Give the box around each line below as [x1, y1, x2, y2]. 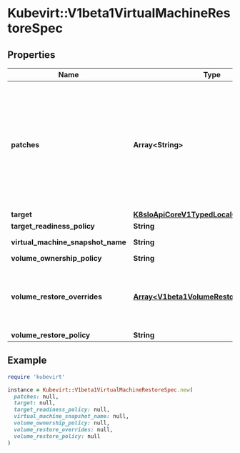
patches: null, [14, 393, 59, 400]
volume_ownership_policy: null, [14, 419, 111, 427]
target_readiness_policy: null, [14, 406, 111, 414]
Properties [7, 49, 56, 61]
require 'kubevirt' [7, 373, 66, 380]
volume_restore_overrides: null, [14, 426, 114, 433]
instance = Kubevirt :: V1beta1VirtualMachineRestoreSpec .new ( [7, 386, 194, 394]
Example [7, 354, 47, 367]
